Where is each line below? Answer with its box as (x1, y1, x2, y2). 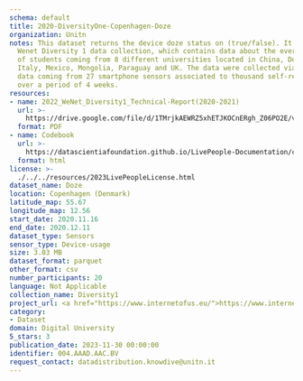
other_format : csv (9, 265, 78, 274)
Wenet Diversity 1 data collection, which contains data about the (17, 47, 277, 56)
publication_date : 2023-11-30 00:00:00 (9, 340, 160, 349)
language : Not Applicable (9, 282, 106, 291)
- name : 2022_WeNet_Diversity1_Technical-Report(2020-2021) (9, 97, 241, 107)
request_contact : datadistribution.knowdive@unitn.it (9, 358, 216, 367)
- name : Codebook (9, 131, 75, 140)
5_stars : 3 (9, 332, 50, 341)
